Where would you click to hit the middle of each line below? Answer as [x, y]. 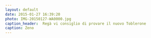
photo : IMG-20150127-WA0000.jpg [38, 19]
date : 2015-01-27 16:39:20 [33, 14]
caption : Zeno [20, 28]
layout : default [22, 10]
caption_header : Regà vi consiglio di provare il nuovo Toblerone [76, 23]
